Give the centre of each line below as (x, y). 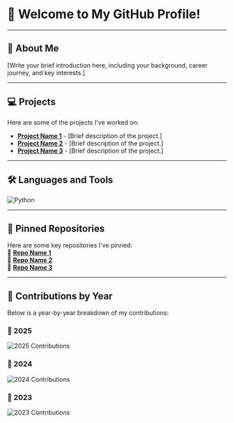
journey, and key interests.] (46, 72)
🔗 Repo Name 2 (30, 260)
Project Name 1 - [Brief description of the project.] (89, 136)
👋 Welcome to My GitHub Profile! (104, 14)
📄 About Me (33, 48)
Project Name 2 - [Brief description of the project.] (90, 143)
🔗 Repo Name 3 (30, 268)
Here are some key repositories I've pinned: (70, 245)
